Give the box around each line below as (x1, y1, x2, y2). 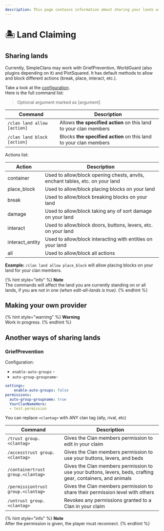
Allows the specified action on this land (59, 119, 152, 126)
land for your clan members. (5, 267, 62, 273)
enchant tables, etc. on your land (44, 178, 121, 184)
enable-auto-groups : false (14, 388, 69, 393)
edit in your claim (64, 441, 103, 448)
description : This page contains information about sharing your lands (5, 7, 154, 12)
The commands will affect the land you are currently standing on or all (5, 282, 146, 288)
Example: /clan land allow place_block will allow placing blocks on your (5, 262, 153, 268)
